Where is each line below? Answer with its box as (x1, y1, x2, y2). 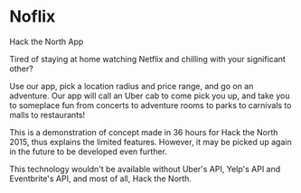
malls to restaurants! (9, 109, 86, 120)
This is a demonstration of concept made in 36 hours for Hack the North (9, 126, 278, 137)
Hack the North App (9, 36, 84, 47)
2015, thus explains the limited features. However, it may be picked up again (9, 136, 292, 147)
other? (9, 63, 33, 74)
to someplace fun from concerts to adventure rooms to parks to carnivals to (9, 99, 292, 110)
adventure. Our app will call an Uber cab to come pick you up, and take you (9, 90, 290, 101)
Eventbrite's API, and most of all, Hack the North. (9, 173, 193, 184)
